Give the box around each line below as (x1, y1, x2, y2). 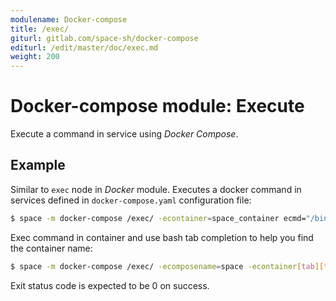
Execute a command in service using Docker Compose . (10, 128, 239, 140)
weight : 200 (10, 52, 60, 62)
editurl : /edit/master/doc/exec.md (10, 42, 159, 53)
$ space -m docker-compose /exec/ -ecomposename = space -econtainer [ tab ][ (10, 261, 325, 271)
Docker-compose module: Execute (10, 95, 305, 118)
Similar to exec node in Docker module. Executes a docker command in (10, 183, 302, 195)
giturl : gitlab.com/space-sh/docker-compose (10, 33, 199, 43)
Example (10, 157, 66, 174)
